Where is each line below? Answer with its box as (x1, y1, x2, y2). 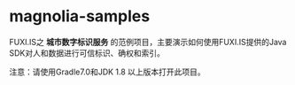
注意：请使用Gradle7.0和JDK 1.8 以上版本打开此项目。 (9, 66, 206, 77)
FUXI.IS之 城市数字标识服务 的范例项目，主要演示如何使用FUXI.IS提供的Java (9, 36, 287, 47)
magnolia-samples (9, 6, 151, 27)
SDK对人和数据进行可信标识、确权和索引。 (9, 47, 166, 58)
